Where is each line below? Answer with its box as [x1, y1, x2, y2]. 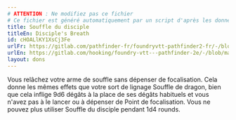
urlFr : [7, 43, 27, 50]
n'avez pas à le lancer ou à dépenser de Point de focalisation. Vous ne [7, 98, 211, 106]
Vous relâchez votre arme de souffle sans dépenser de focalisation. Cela [7, 75, 218, 84]
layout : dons [7, 56, 46, 63]
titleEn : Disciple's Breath [7, 29, 90, 37]
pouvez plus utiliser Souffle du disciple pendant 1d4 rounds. [7, 105, 181, 113]
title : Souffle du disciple [7, 23, 90, 30]
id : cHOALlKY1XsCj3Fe [7, 36, 71, 44]
